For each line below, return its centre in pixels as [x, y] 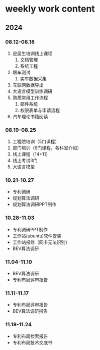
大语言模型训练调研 [32, 91]
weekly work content [50, 9]
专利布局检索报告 [30, 336]
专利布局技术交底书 [32, 342]
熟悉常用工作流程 [30, 97]
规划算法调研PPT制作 [34, 205]
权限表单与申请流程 [40, 110]
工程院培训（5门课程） [36, 141]
